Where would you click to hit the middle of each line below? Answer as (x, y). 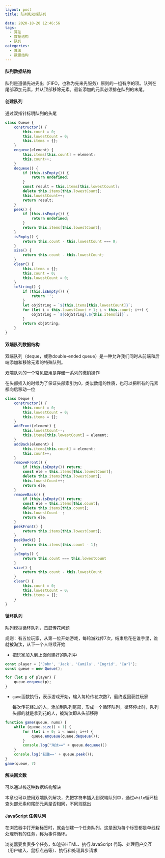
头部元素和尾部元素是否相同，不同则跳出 (50, 804)
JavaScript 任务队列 (26, 816)
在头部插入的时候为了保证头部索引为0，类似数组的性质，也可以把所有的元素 (82, 383)
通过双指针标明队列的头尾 (31, 113)
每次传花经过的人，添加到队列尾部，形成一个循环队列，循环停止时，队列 (85, 707)
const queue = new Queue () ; (34, 668)
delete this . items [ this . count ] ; (56, 508)
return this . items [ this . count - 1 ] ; (60, 545)
